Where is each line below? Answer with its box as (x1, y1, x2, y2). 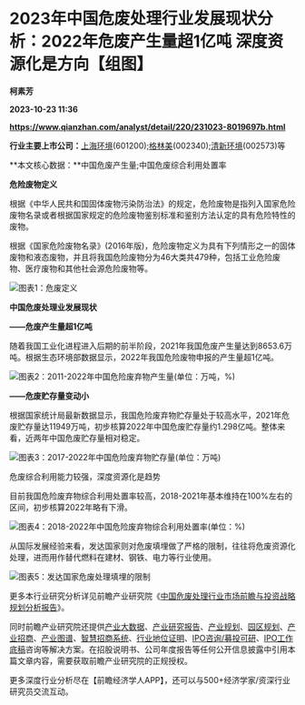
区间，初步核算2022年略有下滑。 (9, 501, 133, 512)
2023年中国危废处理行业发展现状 (9, 8, 258, 29)
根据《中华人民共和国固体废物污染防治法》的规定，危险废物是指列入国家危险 (9, 197, 296, 209)
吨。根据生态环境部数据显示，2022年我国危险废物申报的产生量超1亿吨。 (9, 351, 280, 362)
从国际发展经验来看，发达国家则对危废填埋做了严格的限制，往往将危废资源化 (9, 540, 296, 551)
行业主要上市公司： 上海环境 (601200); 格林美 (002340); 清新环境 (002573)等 (9, 140, 286, 151)
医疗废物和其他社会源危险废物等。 (25, 263, 152, 274)
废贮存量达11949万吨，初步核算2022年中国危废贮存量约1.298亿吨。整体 (9, 420, 278, 432)
